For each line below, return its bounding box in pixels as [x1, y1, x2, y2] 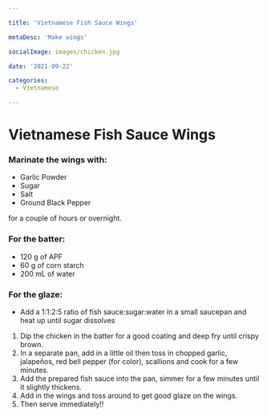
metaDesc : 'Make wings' [8, 33, 88, 41]
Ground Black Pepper [19, 198, 91, 208]
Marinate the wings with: [8, 154, 107, 165]
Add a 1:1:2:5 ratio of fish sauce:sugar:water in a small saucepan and [19, 307, 247, 317]
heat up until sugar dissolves [19, 316, 115, 326]
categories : [8, 77, 48, 85]
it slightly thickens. [19, 383, 83, 392]
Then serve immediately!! [19, 399, 104, 409]
